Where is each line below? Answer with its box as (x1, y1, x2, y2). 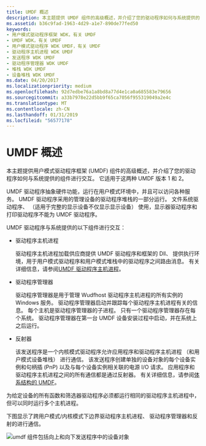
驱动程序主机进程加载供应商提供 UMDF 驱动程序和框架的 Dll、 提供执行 (15, 250, 194, 258)
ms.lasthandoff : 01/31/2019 (6, 112, 78, 118)
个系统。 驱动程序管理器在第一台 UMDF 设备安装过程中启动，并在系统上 (15, 314, 197, 322)
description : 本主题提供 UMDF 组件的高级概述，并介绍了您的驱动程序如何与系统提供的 (6, 15, 200, 21)
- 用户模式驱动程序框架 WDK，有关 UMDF (6, 32, 96, 38)
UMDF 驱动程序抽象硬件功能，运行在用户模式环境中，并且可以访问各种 (6, 188, 185, 195)
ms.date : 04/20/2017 (6, 77, 59, 83)
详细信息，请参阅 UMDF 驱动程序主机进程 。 (15, 265, 124, 273)
